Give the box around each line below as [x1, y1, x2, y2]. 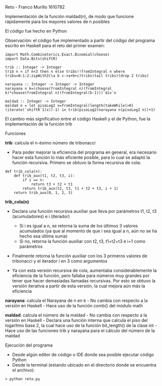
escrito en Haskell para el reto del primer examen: [5, 43, 105, 48]
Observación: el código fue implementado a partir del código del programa [5, 37, 155, 43]
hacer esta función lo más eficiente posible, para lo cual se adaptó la [12, 155, 150, 160]
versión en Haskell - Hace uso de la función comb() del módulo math [5, 303, 143, 308]
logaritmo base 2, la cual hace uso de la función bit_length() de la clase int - [5, 323, 157, 328]
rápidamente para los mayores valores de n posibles [5, 19, 110, 24]
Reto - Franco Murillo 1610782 [5, 4, 65, 10]
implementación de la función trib [5, 121, 72, 127]
